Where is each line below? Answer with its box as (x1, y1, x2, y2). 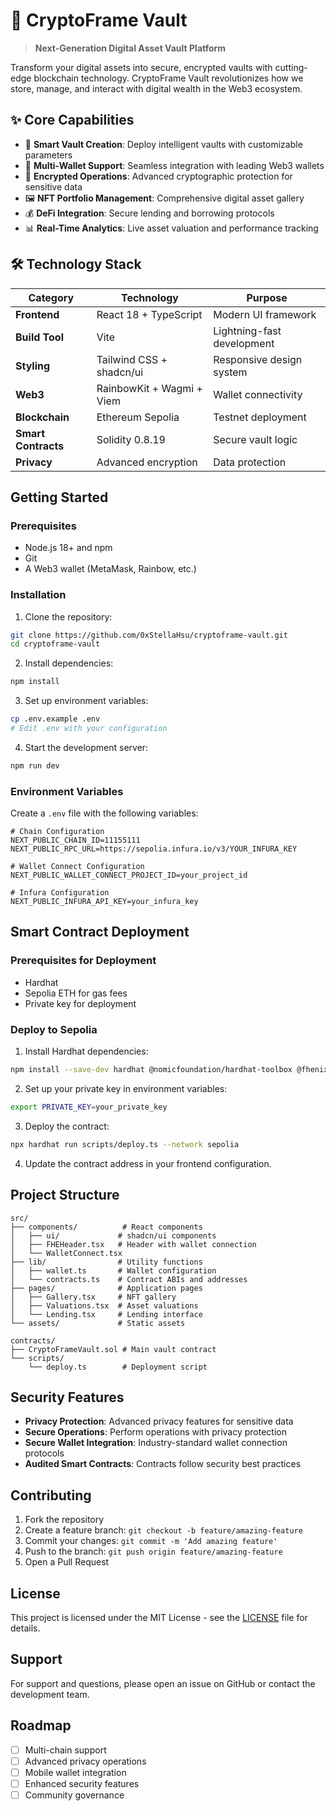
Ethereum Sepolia (96, 410, 180, 424)
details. (10, 1622, 41, 1634)
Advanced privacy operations (24, 1755, 147, 1767)
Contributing (10, 1487, 92, 1504)
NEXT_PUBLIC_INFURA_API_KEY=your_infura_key (10, 897, 199, 907)
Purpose (246, 290, 288, 304)
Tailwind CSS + (96, 352, 168, 366)
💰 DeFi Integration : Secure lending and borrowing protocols (24, 207, 275, 219)
